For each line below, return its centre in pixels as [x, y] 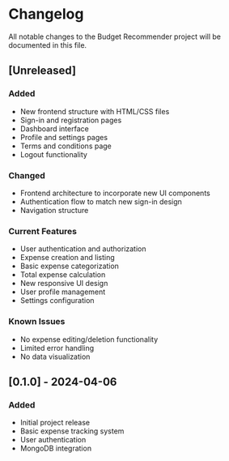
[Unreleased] [42, 71]
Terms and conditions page [66, 146]
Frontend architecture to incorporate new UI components [115, 193]
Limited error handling [57, 348]
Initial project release [55, 423]
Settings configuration [57, 301]
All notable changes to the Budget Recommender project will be [114, 36]
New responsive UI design [64, 284]
